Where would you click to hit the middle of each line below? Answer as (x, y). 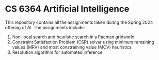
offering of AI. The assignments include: (45, 27)
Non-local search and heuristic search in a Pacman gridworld (73, 37)
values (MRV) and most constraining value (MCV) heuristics (72, 47)
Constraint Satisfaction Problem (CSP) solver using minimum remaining (83, 42)
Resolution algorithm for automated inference (57, 52)
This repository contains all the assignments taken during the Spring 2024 (79, 22)
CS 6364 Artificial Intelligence (67, 9)
